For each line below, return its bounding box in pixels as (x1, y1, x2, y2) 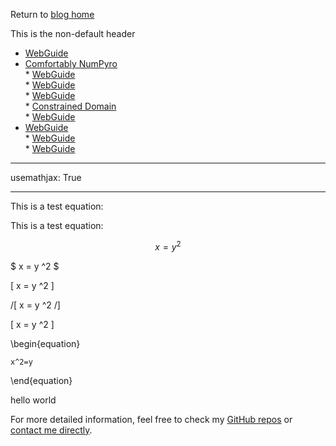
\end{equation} (10, 374, 73, 386)
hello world (10, 394, 57, 406)
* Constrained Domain (24, 100, 117, 112)
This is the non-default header (10, 28, 136, 39)
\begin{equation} (10, 337, 81, 349)
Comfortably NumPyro (24, 58, 118, 69)
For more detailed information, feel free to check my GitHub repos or (10, 413, 293, 425)
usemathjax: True (10, 172, 82, 183)
